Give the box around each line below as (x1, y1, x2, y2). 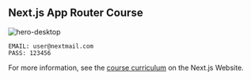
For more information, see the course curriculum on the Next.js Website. (8, 63, 244, 72)
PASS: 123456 (8, 49, 51, 57)
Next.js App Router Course (8, 6, 144, 20)
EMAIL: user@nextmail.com (8, 42, 93, 50)
